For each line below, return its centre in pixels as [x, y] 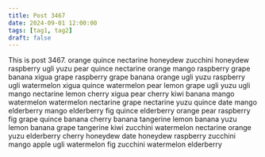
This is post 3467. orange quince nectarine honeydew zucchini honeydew [129, 60]
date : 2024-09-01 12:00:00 [53, 23]
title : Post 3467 [37, 15]
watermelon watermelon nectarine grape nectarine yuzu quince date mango [133, 102]
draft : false [30, 38]
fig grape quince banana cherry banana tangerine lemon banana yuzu [123, 119]
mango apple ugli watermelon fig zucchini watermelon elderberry [115, 144]
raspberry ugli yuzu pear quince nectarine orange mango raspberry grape [129, 69]
